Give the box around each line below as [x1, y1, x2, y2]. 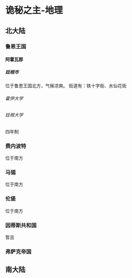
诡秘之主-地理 [5, 5, 63, 16]
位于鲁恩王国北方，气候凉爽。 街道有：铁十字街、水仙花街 [5, 83, 127, 89]
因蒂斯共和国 [5, 222, 37, 229]
